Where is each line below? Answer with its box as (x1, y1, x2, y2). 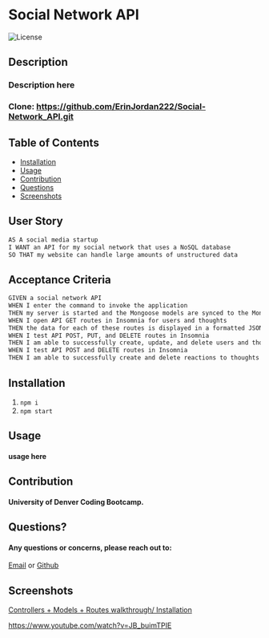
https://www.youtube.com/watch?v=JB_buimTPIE (8, 620, 172, 631)
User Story (8, 214, 63, 228)
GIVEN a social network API (8, 295, 102, 303)
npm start (19, 407, 54, 415)
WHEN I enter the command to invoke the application (8, 302, 188, 310)
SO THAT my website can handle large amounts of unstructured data (8, 250, 239, 258)
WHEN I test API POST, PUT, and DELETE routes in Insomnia (8, 331, 210, 339)
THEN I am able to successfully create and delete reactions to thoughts (8, 354, 260, 362)
